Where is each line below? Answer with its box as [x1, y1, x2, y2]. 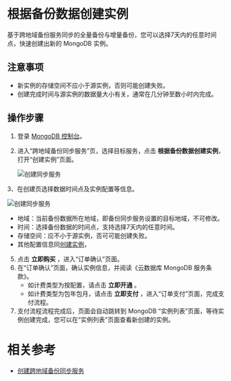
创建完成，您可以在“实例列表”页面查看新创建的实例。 [23, 315, 175, 324]
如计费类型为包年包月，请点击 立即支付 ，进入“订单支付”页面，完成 [27, 289, 219, 298]
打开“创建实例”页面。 [17, 155, 78, 163]
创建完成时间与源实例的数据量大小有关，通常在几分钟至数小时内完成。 [17, 89, 218, 98]
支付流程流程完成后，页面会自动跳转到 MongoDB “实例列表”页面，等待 [17, 306, 219, 315]
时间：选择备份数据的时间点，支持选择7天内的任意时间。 [17, 222, 178, 231]
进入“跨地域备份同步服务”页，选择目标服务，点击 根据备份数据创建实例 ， [17, 146, 225, 154]
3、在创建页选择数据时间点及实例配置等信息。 [7, 184, 138, 193]
